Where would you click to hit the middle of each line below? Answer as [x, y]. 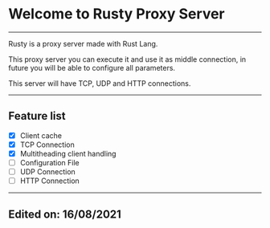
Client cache [41, 135]
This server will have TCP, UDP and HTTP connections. [100, 83]
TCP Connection [47, 145]
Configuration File [50, 162]
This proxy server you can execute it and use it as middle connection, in [127, 59]
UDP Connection [48, 172]
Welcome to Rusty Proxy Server [117, 14]
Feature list [37, 116]
